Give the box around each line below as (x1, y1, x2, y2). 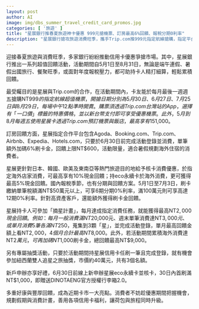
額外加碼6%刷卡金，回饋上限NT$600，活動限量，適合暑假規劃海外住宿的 (6, 145, 185, 152)
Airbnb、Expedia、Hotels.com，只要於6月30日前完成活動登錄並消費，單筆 (6, 137, 188, 144)
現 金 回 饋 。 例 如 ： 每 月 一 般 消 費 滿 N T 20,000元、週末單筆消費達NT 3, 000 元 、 (6, 214, 188, 221)
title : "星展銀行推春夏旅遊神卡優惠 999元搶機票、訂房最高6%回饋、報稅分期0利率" (6, 31, 185, 37)
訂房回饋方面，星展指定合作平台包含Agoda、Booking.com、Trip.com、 (6, 130, 179, 137)
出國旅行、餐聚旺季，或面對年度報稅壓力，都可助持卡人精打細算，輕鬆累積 (11, 68, 193, 75)
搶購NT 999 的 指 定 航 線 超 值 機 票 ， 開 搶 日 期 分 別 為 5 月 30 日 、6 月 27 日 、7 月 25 (11, 95, 191, 102)
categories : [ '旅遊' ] (6, 25, 63, 31)
